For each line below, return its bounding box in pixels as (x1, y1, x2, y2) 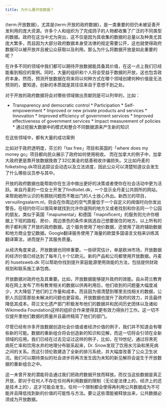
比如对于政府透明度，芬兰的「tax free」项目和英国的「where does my (5, 145, 149, 151)
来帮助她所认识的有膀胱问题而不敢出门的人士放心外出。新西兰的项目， (5, 193, 149, 199)
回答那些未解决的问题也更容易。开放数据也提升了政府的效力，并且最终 (18, 294, 162, 300)
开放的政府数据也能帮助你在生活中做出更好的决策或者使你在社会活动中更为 (5, 180, 158, 186)
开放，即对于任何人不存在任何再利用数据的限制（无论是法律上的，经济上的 (5, 378, 158, 384)
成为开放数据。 (9, 396, 40, 402)
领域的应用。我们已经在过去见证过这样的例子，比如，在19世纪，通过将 (5, 336, 149, 342)
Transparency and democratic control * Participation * (12, 102, 124, 108)
